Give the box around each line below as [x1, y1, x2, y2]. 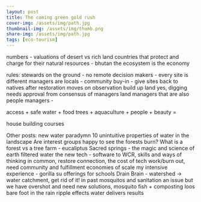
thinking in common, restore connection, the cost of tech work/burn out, [6, 158, 185, 164]
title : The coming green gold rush [6, 14, 96, 20]
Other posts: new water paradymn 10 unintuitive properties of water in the [6, 132, 190, 139]
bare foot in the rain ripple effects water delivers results [6, 189, 144, 196]
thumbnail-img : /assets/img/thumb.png [6, 25, 104, 32]
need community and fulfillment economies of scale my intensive [6, 164, 168, 171]
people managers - [6, 97, 54, 104]
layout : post [6, 8, 39, 15]
